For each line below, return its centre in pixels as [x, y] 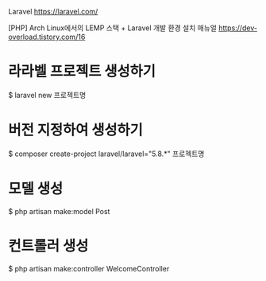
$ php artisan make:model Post [59, 211]
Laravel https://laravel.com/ [53, 12]
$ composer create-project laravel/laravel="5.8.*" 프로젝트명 [106, 154]
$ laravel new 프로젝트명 [47, 95]
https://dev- [238, 28]
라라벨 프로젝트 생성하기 [82, 72]
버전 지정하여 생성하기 [75, 130]
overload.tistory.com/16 [47, 37]
